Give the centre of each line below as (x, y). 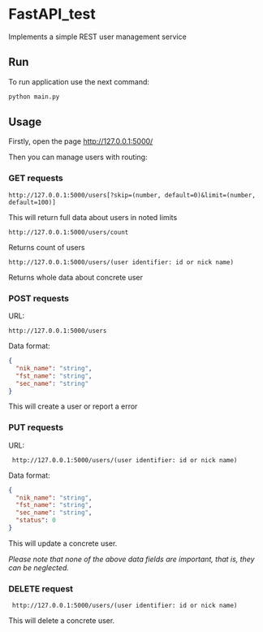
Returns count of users (47, 247)
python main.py (34, 97)
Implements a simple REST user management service (97, 37)
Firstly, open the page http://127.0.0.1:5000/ (81, 141)
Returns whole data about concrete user (76, 277)
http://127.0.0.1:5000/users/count (69, 232)
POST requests (39, 298)
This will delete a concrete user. (62, 621)
